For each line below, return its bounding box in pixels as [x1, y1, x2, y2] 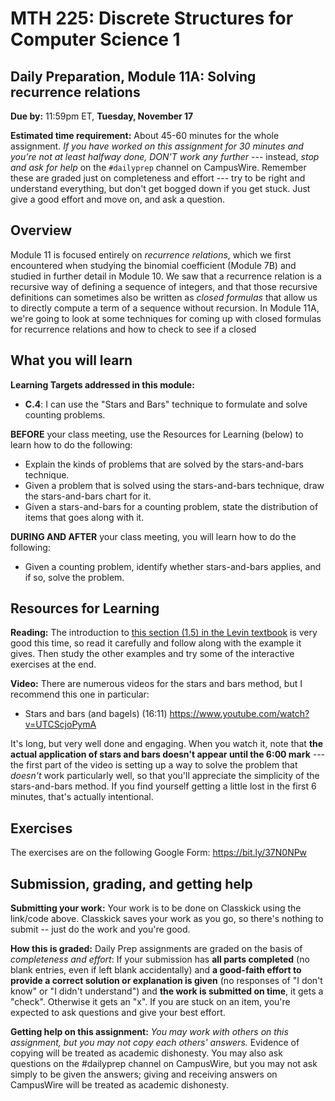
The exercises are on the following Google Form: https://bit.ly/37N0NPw [10, 847, 308, 859]
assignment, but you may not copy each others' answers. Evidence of [10, 1037, 300, 1049]
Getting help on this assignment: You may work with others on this [10, 1026, 289, 1038]
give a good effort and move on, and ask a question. [10, 193, 226, 205]
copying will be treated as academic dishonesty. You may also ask [10, 1047, 283, 1059]
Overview [10, 222, 73, 239]
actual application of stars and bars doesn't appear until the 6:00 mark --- [10, 748, 326, 761]
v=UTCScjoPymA [24, 718, 97, 731]
